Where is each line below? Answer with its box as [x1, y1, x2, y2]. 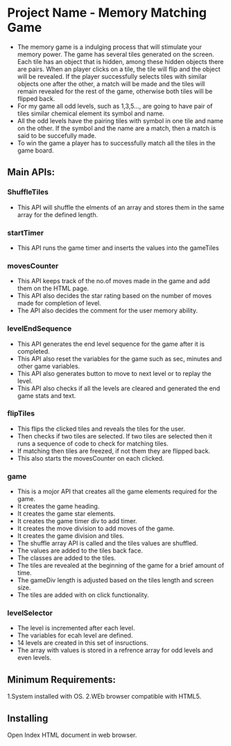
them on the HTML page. [17, 284, 89, 293]
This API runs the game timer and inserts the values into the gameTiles [17, 244, 220, 252]
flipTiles [7, 408, 35, 418]
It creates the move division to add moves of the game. [17, 524, 175, 533]
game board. [17, 146, 54, 154]
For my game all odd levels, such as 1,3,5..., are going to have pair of [17, 102, 213, 110]
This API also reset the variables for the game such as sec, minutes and [17, 354, 222, 363]
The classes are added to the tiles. [17, 554, 117, 562]
